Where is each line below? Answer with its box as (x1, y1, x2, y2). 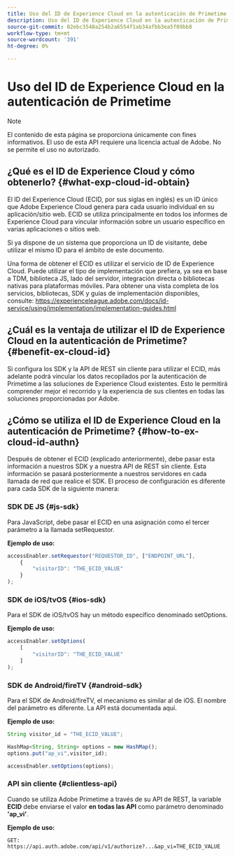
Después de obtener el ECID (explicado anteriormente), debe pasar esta (7, 455, 215, 463)
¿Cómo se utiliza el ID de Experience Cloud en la (7, 414, 221, 426)
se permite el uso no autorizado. (7, 145, 101, 154)
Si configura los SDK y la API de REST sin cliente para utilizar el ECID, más (7, 364, 221, 373)
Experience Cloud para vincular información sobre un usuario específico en (7, 217, 225, 226)
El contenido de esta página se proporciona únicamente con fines (7, 130, 197, 138)
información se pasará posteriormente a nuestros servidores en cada (7, 470, 207, 478)
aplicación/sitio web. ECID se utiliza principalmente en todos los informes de (7, 210, 228, 218)
